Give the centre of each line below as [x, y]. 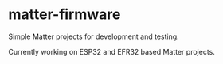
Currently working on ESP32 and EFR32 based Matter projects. [111, 51]
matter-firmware [65, 15]
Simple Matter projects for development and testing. [94, 36]
